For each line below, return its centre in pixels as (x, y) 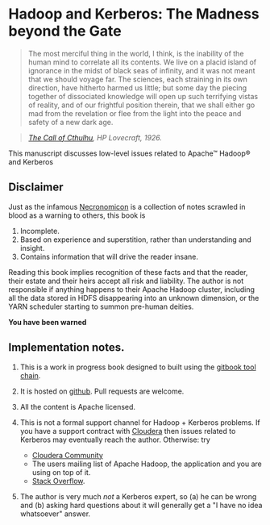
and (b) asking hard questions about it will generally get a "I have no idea (141, 505)
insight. (32, 248)
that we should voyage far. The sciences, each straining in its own (137, 79)
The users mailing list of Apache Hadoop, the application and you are (147, 464)
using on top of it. (61, 472)
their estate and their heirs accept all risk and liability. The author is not (126, 281)
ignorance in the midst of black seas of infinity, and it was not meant (141, 70)
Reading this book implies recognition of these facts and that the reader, (128, 272)
